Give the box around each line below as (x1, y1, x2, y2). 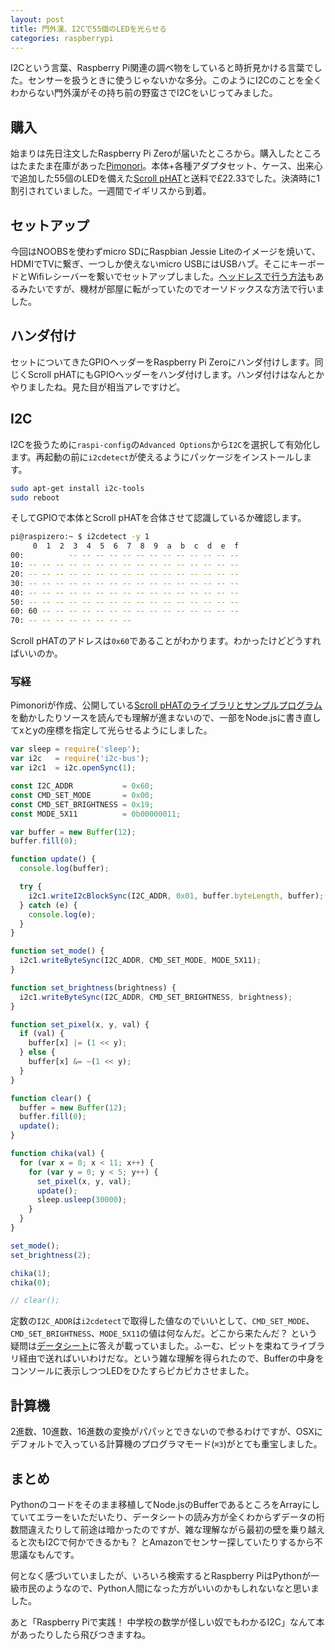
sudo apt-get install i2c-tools (10, 483, 145, 493)
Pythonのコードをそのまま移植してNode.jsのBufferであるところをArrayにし (10, 1498, 320, 1510)
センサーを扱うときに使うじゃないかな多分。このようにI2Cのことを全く (27, 74, 323, 86)
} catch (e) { (19, 900, 78, 910)
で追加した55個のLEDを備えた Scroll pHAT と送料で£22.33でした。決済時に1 (10, 172, 320, 185)
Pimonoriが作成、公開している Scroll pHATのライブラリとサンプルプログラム (10, 699, 323, 711)
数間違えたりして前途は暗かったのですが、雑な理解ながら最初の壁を (10, 1523, 291, 1535)
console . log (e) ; (28, 909, 97, 920)
